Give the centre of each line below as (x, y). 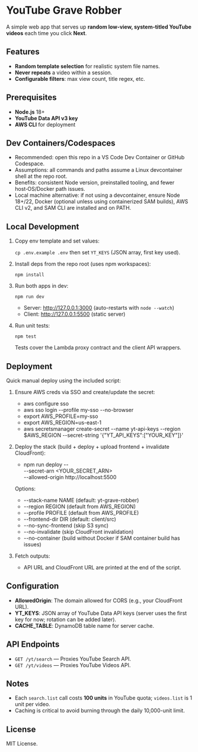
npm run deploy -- (46, 465)
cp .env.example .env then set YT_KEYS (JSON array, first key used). (98, 253)
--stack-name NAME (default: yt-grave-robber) (81, 500)
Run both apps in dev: (41, 286)
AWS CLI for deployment (45, 124)
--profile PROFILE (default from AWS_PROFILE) (81, 513)
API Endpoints (33, 645)
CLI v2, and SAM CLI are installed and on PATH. (73, 208)
